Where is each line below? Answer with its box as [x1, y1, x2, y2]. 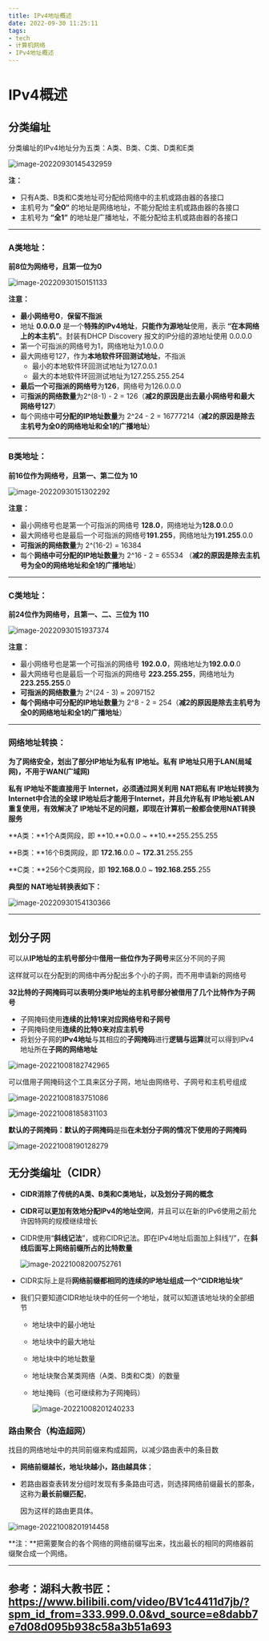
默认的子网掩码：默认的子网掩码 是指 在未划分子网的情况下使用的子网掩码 [8, 1125, 247, 1134]
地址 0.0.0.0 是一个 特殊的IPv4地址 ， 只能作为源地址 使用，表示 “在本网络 [19, 321, 260, 331]
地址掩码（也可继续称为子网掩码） [31, 1387, 145, 1398]
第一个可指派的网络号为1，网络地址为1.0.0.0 [19, 341, 164, 351]
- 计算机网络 [8, 42, 46, 50]
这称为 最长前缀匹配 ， [19, 1489, 90, 1498]
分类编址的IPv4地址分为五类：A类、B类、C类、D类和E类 [8, 143, 195, 152]
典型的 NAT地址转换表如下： [8, 882, 102, 891]
